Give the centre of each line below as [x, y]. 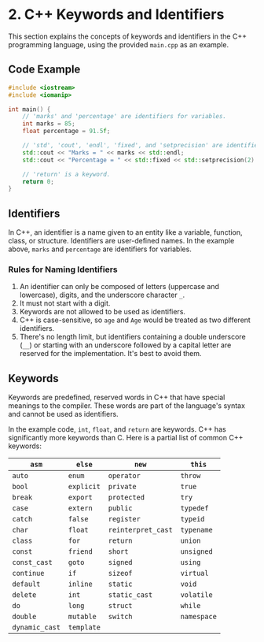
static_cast [130, 595]
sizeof [120, 573]
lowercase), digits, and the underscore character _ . [102, 295]
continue [28, 573]
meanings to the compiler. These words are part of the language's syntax [127, 406]
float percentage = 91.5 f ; [66, 132]
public [120, 508]
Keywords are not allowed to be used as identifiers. [103, 312]
